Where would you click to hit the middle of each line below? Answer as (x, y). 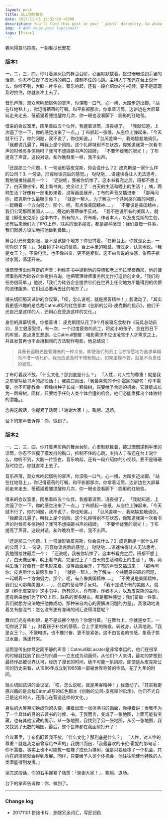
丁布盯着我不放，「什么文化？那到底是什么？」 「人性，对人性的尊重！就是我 (83, 375)
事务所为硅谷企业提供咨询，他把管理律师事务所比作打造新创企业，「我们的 (84, 276)
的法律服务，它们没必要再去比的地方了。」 (48, 289)
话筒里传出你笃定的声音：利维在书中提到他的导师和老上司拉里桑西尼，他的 (81, 270)
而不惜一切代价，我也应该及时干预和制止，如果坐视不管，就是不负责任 (89, 358)
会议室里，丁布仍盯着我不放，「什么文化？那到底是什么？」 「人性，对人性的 (83, 737)
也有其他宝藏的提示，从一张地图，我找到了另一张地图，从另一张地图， (85, 720)
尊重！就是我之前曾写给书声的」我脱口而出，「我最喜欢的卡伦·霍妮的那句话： (83, 743)
